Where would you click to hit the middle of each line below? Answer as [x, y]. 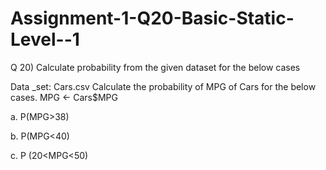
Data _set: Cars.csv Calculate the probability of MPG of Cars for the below [163, 86]
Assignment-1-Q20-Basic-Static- [152, 18]
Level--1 [45, 39]
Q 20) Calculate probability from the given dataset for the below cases [155, 67]
